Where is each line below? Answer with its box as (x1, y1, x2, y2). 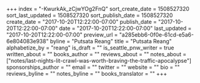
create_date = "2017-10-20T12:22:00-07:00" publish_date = (6, 18, 157, 25)
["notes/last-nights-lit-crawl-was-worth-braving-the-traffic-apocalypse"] (6, 57, 191, 64)
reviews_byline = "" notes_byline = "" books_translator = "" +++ (6, 70, 167, 77)
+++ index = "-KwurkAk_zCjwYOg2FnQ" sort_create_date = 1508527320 (6, 5, 190, 12)
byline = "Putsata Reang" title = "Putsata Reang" (50, 38, 172, 45)
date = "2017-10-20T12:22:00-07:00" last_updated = (59, 24, 191, 32)
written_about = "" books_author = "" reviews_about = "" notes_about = (6, 51, 187, 57)
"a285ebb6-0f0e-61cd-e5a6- (119, 31, 194, 38)
